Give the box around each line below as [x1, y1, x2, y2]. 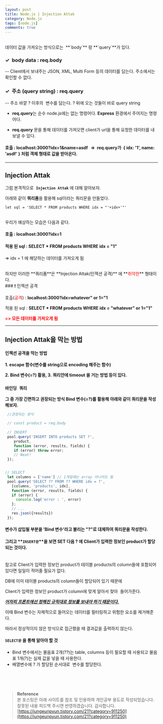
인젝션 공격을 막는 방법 [5, 350, 48, 356]
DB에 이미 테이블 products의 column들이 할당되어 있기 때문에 [5, 578, 122, 584]
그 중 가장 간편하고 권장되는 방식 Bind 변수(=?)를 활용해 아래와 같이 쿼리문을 [5, 396, 147, 402]
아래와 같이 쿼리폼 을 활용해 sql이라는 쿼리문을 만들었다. [5, 195, 110, 201]
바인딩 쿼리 [5, 386, 28, 391]
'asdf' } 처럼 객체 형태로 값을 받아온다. [5, 151, 78, 157]
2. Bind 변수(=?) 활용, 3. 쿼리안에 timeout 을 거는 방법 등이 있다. [5, 372, 127, 378]
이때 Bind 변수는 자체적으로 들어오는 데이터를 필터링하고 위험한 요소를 [5, 609, 137, 615]
